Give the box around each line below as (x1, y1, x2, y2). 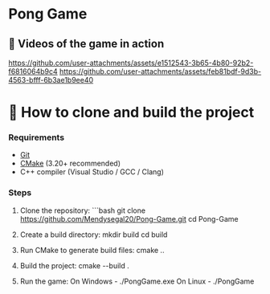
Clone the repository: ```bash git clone (19, 206, 146, 215)
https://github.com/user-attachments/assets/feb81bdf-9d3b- (59, 67, 262, 76)
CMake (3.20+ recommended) (19, 158, 121, 169)
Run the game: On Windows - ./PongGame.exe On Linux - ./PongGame (19, 276, 255, 286)
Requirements (8, 132, 65, 143)
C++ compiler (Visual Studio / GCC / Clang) (19, 167, 165, 177)
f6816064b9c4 (8, 67, 58, 76)
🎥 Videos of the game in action (8, 37, 165, 51)
